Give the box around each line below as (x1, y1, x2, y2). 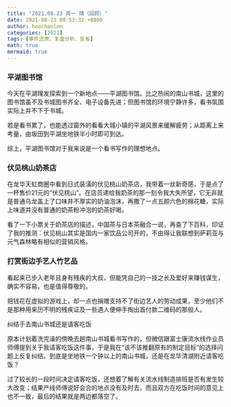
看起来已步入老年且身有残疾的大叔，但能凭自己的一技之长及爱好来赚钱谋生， (7, 273, 224, 282)
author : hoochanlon (7, 23, 63, 30)
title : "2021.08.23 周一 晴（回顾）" (7, 10, 108, 17)
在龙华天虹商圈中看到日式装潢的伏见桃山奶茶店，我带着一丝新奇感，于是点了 (7, 180, 224, 188)
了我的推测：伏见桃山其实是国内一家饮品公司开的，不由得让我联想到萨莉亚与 (7, 229, 224, 237)
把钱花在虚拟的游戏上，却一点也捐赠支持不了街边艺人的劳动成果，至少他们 (7, 296, 218, 305)
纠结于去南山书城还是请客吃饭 (7, 320, 91, 328)
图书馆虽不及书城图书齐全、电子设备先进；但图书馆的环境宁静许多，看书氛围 (7, 98, 224, 107)
